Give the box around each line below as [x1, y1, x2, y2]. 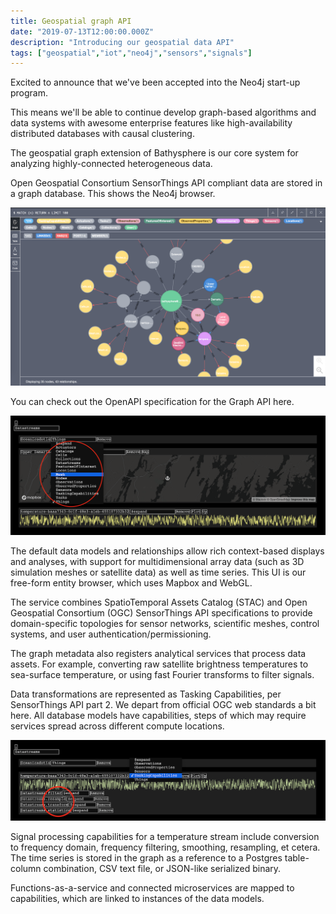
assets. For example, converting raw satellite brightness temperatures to [10, 658, 309, 670]
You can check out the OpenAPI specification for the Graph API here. [10, 395, 295, 407]
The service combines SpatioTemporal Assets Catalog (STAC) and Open [10, 596, 308, 609]
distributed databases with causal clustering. [10, 128, 195, 140]
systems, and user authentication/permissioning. [10, 628, 212, 640]
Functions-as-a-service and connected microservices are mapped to [10, 881, 295, 894]
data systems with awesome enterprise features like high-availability [10, 117, 293, 129]
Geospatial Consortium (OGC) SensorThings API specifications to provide [10, 607, 313, 619]
